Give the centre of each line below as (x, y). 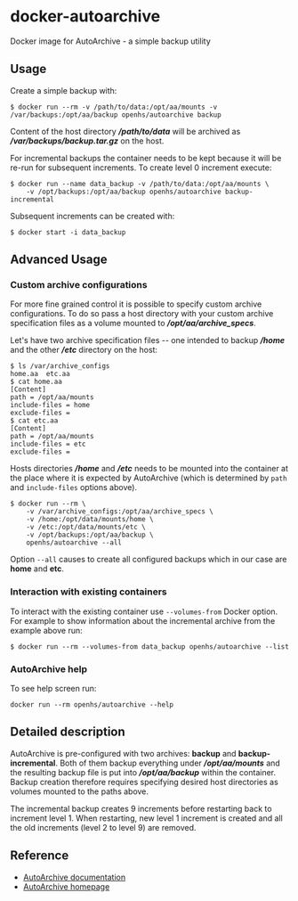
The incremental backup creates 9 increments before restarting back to (141, 808)
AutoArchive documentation (74, 877)
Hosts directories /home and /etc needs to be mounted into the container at (149, 469)
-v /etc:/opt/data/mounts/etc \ (86, 528)
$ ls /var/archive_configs (60, 366)
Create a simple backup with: (64, 90)
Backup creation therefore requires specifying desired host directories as (144, 782)
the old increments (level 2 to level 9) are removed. (103, 827)
